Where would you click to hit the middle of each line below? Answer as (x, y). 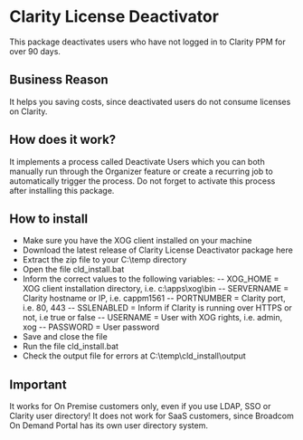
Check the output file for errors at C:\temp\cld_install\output (134, 356)
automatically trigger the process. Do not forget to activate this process (142, 181)
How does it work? (63, 140)
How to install (49, 219)
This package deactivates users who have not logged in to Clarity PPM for (148, 42)
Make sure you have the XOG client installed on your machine (137, 241)
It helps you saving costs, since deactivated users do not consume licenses (150, 101)
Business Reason (59, 80)
